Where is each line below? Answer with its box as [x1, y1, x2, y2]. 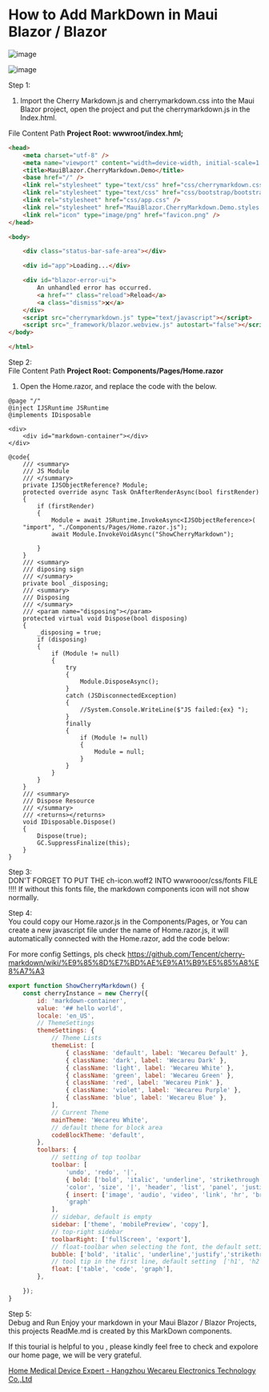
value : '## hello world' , [37, 1004, 124, 1012]
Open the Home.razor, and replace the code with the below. [19, 382, 218, 391]
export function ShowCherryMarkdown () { [8, 982, 146, 990]
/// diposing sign [22, 565, 84, 574]
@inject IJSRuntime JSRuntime [8, 404, 110, 412]
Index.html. [19, 112, 58, 122]
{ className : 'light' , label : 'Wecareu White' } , [65, 1064, 235, 1072]
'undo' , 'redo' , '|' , [65, 1168, 138, 1176]
